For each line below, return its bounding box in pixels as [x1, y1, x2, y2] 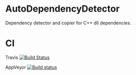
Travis [5, 54, 18, 60]
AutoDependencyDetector [5, 3, 120, 15]
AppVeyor [5, 64, 27, 70]
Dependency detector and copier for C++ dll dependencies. [5, 20, 131, 26]
